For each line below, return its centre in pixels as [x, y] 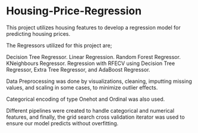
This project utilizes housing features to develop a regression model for [93, 27]
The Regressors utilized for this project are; [59, 45]
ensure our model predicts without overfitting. [62, 123]
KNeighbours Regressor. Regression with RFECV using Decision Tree [91, 63]
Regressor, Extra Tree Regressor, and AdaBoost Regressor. [78, 69]
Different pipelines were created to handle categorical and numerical [90, 110]
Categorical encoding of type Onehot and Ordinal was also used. [86, 99]
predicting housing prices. [38, 33]
